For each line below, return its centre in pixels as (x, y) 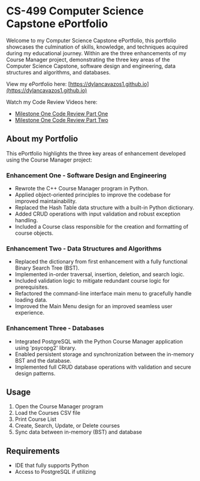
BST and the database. (43, 360)
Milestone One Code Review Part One (61, 113)
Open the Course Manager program (59, 407)
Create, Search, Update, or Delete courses (67, 426)
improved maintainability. (46, 201)
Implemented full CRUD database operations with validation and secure (103, 367)
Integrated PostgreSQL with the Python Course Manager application (99, 341)
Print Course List (36, 419)
